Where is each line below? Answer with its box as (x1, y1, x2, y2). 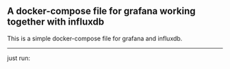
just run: (7, 54, 31, 62)
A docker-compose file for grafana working (7, 5, 196, 17)
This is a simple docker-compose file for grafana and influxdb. (7, 34, 183, 42)
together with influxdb (7, 16, 105, 28)
